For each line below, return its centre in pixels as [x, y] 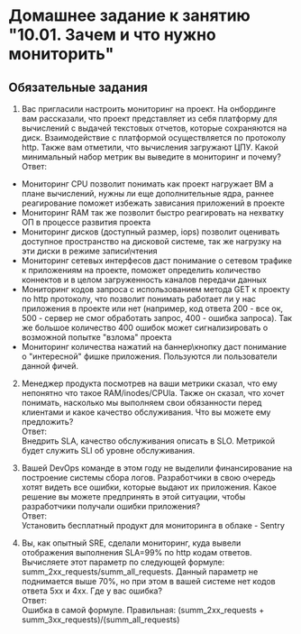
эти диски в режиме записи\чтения [89, 251]
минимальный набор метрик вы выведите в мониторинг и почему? [151, 157]
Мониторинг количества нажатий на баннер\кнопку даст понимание [154, 347]
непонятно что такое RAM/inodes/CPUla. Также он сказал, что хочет [153, 393]
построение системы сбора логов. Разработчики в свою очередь [148, 478]
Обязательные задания [78, 87]
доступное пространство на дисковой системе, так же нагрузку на [151, 241]
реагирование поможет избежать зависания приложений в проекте [153, 203]
